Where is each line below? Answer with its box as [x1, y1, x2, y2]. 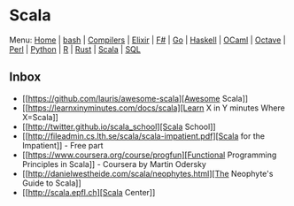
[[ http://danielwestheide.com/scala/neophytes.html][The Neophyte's [21, 168, 274, 179]
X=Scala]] [21, 111, 59, 122]
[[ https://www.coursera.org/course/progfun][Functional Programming [21, 149, 277, 160]
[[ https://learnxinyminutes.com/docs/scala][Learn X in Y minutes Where [21, 103, 285, 113]
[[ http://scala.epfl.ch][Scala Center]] [21, 187, 156, 197]
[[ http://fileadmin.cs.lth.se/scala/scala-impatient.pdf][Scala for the [21, 130, 266, 141]
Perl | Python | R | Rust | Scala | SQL [9, 43, 142, 54]
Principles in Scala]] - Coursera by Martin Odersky [21, 158, 206, 169]
